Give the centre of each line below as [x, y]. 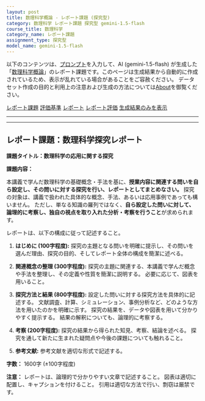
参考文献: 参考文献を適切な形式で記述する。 [70, 350]
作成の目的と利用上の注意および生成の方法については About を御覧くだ [110, 87]
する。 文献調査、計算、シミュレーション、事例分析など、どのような [106, 302]
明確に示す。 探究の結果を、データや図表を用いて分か [125, 310]
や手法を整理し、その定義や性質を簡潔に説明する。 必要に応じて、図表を [107, 274]
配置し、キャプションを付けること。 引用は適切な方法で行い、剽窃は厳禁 [98, 384]
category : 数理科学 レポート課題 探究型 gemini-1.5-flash [76, 23]
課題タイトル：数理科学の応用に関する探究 [60, 155]
